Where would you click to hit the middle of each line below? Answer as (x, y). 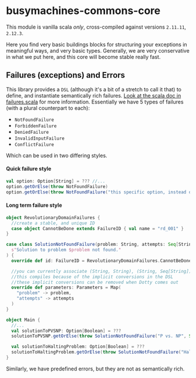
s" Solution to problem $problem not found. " (66, 250)
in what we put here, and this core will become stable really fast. (83, 57)
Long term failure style (34, 205)
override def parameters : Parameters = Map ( (66, 287)
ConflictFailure (34, 144)
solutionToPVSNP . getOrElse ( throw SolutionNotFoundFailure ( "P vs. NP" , (99, 336)
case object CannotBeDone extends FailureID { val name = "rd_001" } (97, 228)
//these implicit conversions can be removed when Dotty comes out (95, 282)
